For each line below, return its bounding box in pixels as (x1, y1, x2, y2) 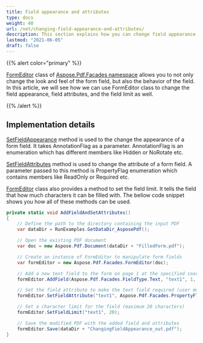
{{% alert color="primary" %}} (6, 59, 82, 67)
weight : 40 (6, 20, 34, 26)
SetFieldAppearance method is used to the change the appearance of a (6, 136, 185, 143)
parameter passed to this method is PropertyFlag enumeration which (6, 167, 178, 174)
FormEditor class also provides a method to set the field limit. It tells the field (6, 185, 196, 192)
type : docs (6, 15, 34, 21)
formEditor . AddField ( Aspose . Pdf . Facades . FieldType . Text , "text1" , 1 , (17, 276, 196, 282)
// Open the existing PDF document (17, 238, 107, 244)
